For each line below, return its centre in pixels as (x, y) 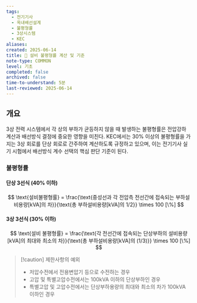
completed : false (27, 72)
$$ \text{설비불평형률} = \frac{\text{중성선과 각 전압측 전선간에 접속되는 (91, 197)
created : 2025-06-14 (31, 50)
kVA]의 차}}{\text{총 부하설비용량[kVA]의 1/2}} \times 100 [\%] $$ (107, 205)
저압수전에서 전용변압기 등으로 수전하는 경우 (80, 272)
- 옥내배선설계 (26, 22)
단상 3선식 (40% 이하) (32, 183)
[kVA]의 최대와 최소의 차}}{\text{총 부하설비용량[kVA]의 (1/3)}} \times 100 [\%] (99, 241)
